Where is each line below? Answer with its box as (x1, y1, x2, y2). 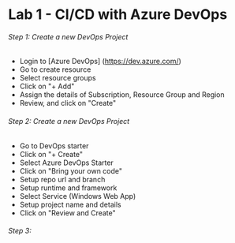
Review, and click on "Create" (19, 99, 117, 108)
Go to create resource (19, 65, 91, 74)
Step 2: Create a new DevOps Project (8, 116, 130, 125)
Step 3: (8, 226, 32, 236)
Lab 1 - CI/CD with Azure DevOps (8, 6, 228, 24)
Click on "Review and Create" (19, 207, 116, 218)
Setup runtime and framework (19, 183, 117, 193)
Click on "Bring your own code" (19, 166, 123, 175)
